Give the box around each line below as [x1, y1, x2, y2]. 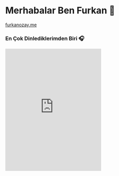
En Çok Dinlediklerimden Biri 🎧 [5, 34, 85, 42]
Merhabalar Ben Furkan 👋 [5, 5, 115, 16]
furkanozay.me [5, 22, 37, 28]
